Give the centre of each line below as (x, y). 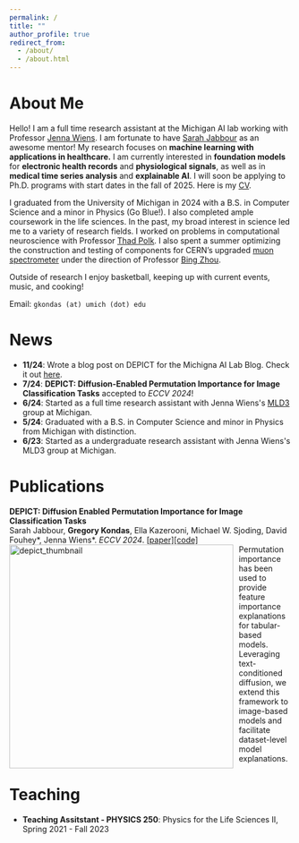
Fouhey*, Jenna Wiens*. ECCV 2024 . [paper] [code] (104, 540)
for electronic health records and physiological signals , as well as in (137, 166)
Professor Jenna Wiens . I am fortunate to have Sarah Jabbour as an (134, 137)
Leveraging (259, 653)
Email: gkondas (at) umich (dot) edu (77, 303)
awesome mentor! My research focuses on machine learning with (132, 147)
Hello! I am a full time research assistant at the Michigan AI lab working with (149, 128)
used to (252, 577)
